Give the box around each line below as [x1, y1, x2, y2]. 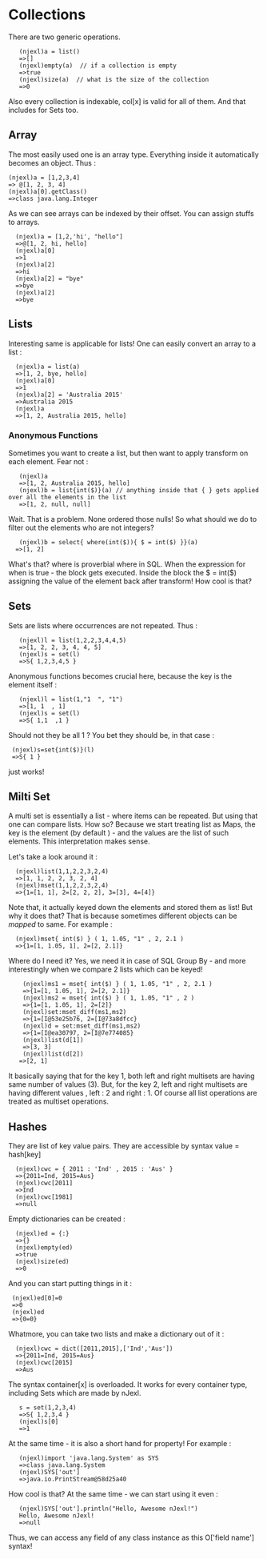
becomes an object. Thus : [8, 158, 96, 167]
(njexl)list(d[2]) [22, 1050, 84, 1058]
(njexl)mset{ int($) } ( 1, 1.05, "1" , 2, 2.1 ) [15, 935, 184, 944]
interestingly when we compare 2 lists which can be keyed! [8, 964, 203, 974]
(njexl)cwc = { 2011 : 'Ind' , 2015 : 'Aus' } [15, 1165, 173, 1173]
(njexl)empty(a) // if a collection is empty [18, 62, 177, 70]
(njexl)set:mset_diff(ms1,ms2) [22, 1008, 127, 1016]
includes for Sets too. [8, 105, 78, 114]
